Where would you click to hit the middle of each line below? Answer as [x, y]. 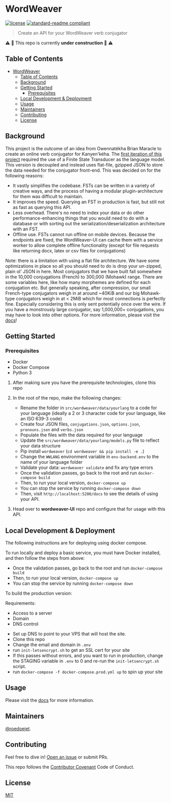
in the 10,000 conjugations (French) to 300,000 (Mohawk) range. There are [84, 277]
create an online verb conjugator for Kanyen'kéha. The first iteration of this [83, 154]
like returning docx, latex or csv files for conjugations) [69, 250]
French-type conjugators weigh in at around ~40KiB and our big [73, 293]
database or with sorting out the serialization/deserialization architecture [89, 223]
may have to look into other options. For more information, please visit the [83, 315]
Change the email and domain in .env [52, 645]
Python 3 [22, 373]
